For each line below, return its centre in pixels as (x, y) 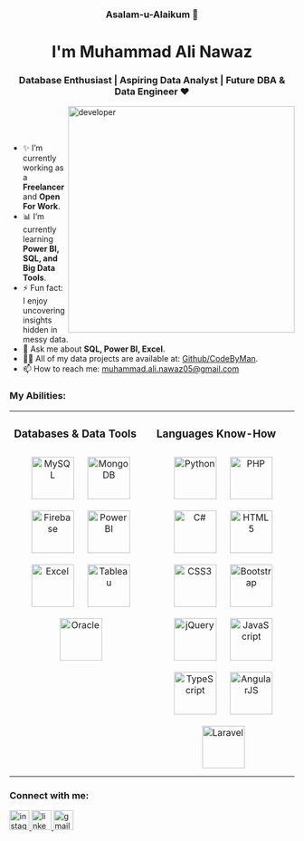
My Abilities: (38, 396)
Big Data (39, 268)
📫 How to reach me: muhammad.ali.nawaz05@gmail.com (131, 369)
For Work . (41, 207)
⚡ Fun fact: (43, 288)
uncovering (43, 311)
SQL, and (40, 258)
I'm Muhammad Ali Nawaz (152, 52)
